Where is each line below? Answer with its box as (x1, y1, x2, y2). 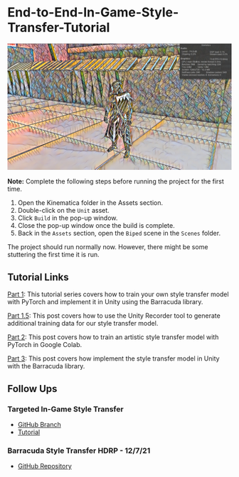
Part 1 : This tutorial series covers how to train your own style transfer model (7, 290, 229, 298)
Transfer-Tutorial (7, 19, 110, 36)
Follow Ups (7, 383, 58, 395)
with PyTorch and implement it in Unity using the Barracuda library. (7, 298, 203, 306)
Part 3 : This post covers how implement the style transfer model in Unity (7, 354, 220, 363)
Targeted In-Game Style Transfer (7, 404, 124, 414)
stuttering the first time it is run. (7, 251, 100, 259)
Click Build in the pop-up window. (17, 214, 118, 222)
